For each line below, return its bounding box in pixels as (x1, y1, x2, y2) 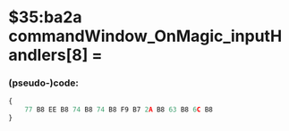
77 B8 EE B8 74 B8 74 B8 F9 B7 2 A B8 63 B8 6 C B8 (24, 105, 214, 114)
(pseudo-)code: (8, 77, 80, 89)
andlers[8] (8, 45, 89, 65)
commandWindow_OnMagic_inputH (8, 26, 283, 46)
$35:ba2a (8, 7, 82, 28)
